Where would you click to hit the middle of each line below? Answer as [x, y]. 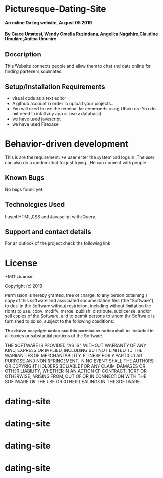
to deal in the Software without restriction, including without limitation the [78, 306]
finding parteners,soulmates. [34, 71]
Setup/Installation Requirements [55, 86]
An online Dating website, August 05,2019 [49, 22]
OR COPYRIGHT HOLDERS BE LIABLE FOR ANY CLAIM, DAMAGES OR [75, 366]
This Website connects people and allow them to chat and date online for [78, 66]
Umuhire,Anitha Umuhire [31, 39]
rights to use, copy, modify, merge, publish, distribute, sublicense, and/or [78, 311]
